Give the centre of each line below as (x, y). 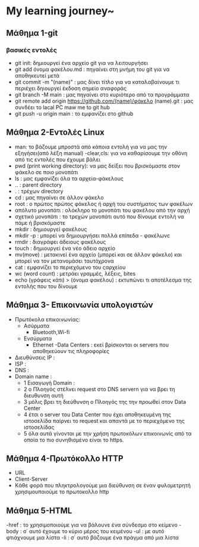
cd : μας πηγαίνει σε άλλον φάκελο (59, 197)
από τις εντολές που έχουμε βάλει (58, 159)
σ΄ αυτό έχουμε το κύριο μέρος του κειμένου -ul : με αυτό (94, 531)
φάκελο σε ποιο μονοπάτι (46, 172)
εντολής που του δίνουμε (46, 286)
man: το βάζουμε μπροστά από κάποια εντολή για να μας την (91, 147)
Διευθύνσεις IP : (35, 357)
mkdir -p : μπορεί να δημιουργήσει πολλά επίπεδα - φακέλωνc (92, 235)
